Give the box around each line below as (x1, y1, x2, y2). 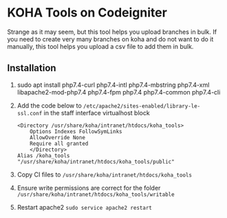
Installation (7, 62, 56, 74)
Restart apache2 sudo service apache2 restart (17, 203, 153, 211)
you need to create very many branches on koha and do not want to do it (7, 34, 214, 43)
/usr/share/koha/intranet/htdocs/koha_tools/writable (17, 191, 175, 198)
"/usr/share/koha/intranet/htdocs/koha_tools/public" (17, 158, 175, 165)
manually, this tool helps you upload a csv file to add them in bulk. (7, 42, 194, 50)
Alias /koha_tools (17, 152, 70, 159)
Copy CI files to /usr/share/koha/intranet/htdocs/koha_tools (17, 170, 193, 179)
